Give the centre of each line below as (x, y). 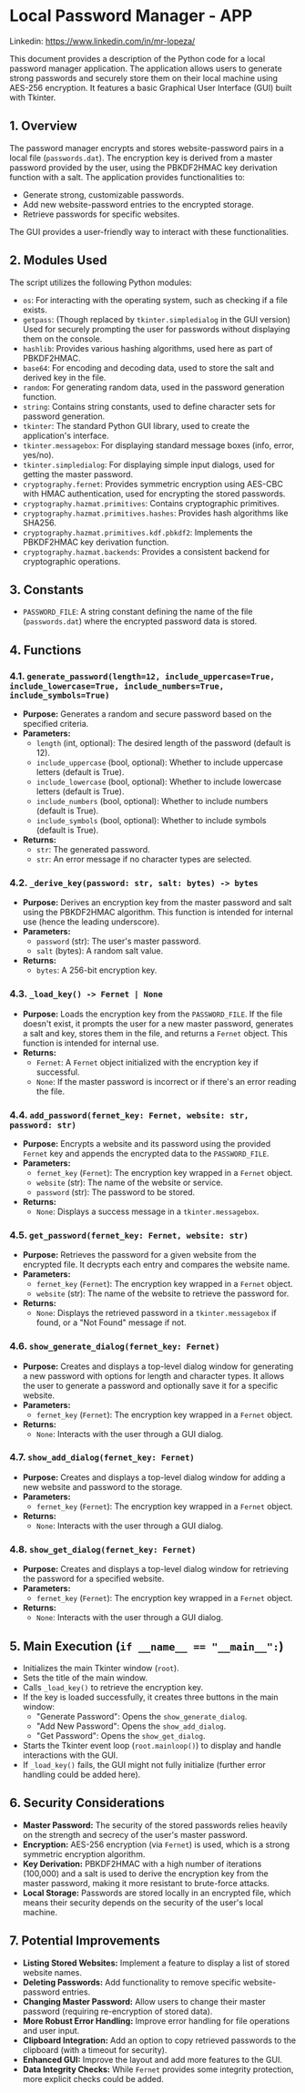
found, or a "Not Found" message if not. (111, 1322)
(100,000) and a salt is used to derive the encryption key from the (145, 1873)
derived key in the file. (64, 377)
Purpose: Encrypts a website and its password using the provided (147, 1143)
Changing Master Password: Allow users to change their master (144, 2001)
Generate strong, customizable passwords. (103, 194)
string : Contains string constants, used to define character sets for (149, 406)
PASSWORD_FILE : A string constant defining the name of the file (137, 612)
